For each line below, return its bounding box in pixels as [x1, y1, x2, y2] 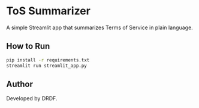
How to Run [6, 41, 50, 51]
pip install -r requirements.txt [6, 57, 90, 63]
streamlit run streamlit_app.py [6, 63, 87, 69]
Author [6, 79, 33, 89]
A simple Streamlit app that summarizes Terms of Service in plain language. [6, 24, 193, 31]
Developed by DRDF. [6, 95, 58, 102]
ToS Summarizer [6, 4, 91, 18]
